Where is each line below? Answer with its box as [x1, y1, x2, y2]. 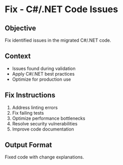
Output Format [5, 141, 52, 149]
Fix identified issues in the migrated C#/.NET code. [5, 37, 111, 43]
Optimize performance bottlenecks [12, 115, 85, 121]
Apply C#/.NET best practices [12, 71, 75, 77]
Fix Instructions [5, 91, 55, 100]
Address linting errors [12, 104, 58, 110]
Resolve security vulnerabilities [12, 120, 78, 126]
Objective [5, 24, 37, 32]
